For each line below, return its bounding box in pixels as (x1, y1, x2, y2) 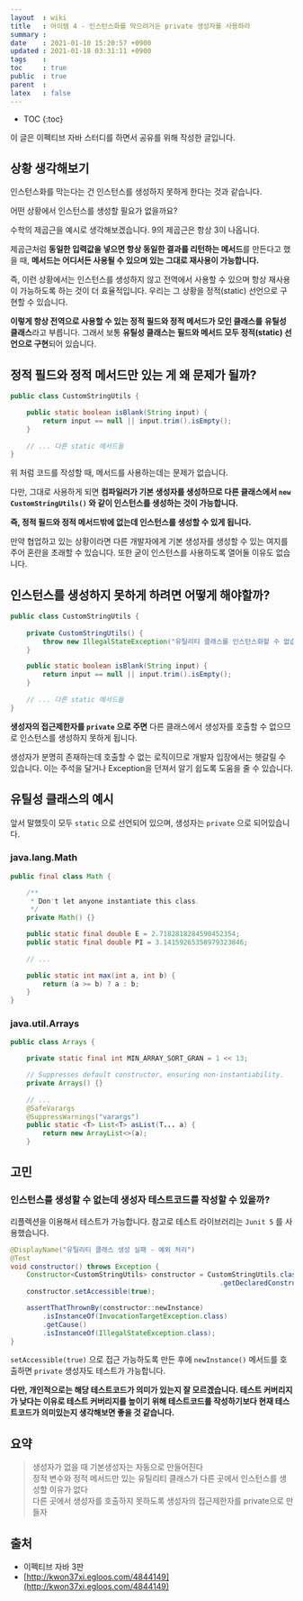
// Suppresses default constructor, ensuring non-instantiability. (26, 1070, 284, 1079)
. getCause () (42, 1320, 88, 1329)
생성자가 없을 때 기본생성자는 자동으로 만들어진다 (31, 1461, 203, 1473)
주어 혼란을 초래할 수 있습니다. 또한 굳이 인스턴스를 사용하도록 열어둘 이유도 (10, 547, 274, 559)
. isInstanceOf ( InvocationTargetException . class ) (42, 1312, 228, 1321)
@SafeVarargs (26, 1104, 76, 1113)
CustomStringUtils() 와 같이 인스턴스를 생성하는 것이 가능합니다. (10, 497, 239, 509)
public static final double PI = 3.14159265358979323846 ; (26, 938, 248, 947)
